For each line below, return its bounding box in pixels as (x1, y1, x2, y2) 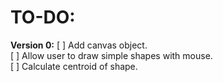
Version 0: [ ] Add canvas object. (10, 39, 148, 51)
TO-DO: (10, 6, 76, 29)
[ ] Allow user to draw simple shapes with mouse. (10, 49, 213, 61)
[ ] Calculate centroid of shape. (10, 60, 138, 72)
